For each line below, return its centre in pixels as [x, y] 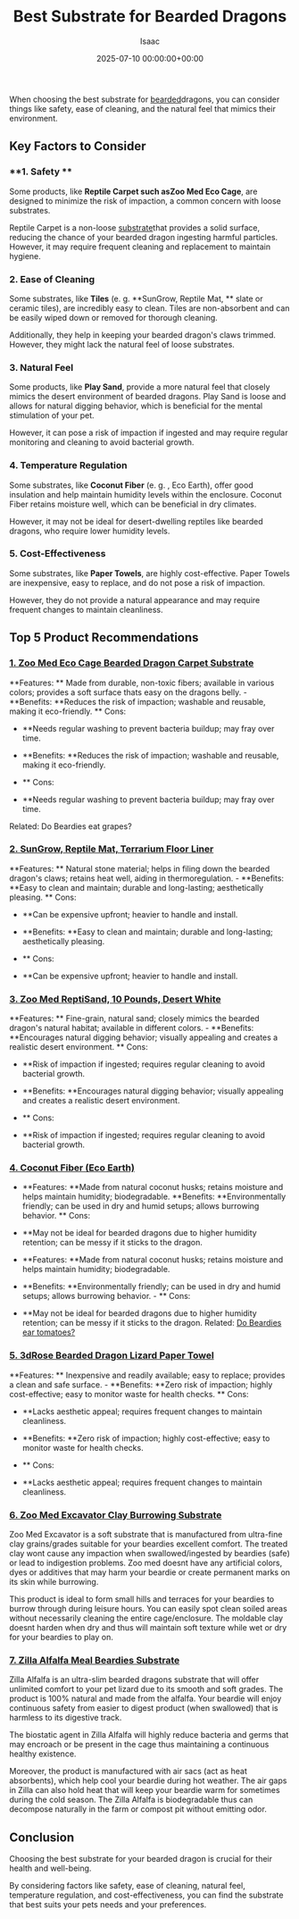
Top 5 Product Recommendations [104, 637]
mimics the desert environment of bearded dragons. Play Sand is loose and [148, 397]
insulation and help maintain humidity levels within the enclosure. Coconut [146, 494]
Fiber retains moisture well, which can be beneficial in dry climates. [133, 504]
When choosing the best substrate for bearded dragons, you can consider [145, 99]
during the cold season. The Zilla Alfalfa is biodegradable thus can [131, 1800]
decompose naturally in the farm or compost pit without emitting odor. [138, 1809]
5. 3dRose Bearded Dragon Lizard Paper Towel [112, 1355]
